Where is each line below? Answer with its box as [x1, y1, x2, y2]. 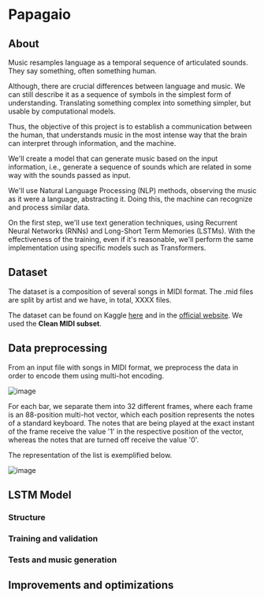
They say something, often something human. [8, 66, 158, 76]
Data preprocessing [8, 341, 108, 355]
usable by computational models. [8, 106, 116, 116]
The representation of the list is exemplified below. [8, 450, 173, 459]
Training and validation [8, 533, 99, 544]
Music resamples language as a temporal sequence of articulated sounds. [8, 58, 248, 67]
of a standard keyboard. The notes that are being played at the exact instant [8, 418, 255, 427]
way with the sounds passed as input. [8, 171, 132, 180]
